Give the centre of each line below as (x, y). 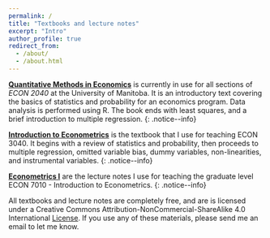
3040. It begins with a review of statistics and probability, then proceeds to (134, 143)
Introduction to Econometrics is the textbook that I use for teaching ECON (133, 134)
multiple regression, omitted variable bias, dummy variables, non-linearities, (135, 152)
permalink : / (30, 16)
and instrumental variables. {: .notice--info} (81, 160)
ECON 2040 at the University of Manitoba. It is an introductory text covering (135, 93)
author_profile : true (45, 39)
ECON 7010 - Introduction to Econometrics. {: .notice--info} (107, 184)
